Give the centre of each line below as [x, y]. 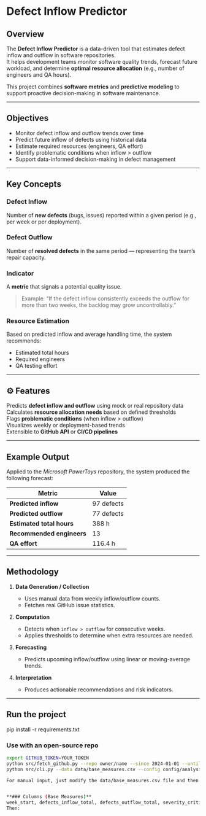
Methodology [33, 572]
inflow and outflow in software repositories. [61, 55]
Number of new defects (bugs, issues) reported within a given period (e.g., [101, 215]
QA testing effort [36, 366]
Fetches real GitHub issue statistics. [70, 605]
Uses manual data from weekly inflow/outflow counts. [92, 598]
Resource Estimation [38, 321]
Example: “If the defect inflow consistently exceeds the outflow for [105, 298]
